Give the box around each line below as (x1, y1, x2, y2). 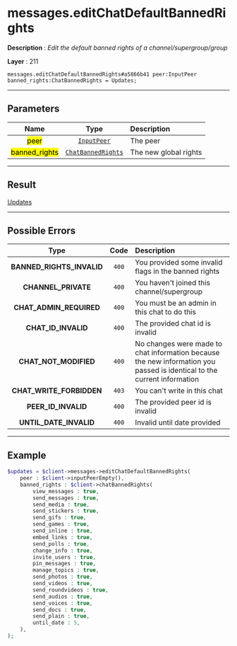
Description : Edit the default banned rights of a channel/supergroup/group (7, 43, 228, 52)
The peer (130, 136, 161, 146)
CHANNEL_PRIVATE (23, 282, 92, 292)
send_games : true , (32, 521, 90, 528)
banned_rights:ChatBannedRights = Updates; (7, 76, 138, 84)
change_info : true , (32, 547, 93, 554)
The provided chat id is (135, 318, 212, 328)
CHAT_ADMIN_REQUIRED (13, 303, 101, 313)
